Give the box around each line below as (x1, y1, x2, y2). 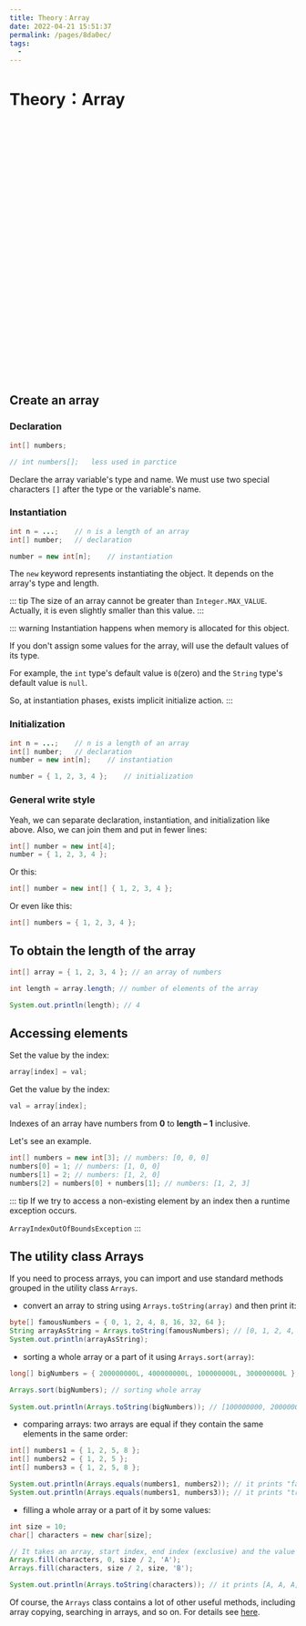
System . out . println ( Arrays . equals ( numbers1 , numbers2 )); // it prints (9, 1479, 283, 1489)
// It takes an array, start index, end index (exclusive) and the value (9, 1547, 296, 1556)
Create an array (9, 393, 100, 408)
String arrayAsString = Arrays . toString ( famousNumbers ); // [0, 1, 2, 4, (9, 1326, 296, 1335)
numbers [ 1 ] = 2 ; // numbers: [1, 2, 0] (9, 1170, 161, 1180)
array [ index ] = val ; (9, 1068, 88, 1077)
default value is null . (9, 678, 88, 689)
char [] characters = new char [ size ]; (9, 1530, 153, 1539)
